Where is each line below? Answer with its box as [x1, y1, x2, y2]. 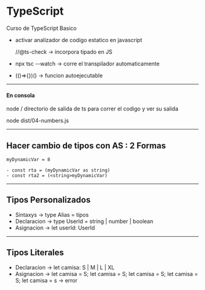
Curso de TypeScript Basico [6, 24, 77, 32]
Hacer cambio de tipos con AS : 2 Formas [6, 140, 166, 151]
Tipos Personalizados [6, 195, 91, 205]
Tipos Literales [6, 247, 64, 258]
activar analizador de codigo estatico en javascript [15, 36, 142, 43]
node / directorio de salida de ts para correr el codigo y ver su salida [6, 105, 179, 112]
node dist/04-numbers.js [6, 117, 69, 125]
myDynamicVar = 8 [6, 156, 51, 162]
